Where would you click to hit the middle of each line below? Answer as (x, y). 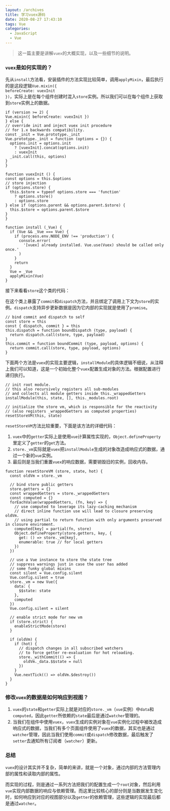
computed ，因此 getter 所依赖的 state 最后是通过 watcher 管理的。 (77, 715)
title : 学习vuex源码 (25, 15)
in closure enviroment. (30, 525)
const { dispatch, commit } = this (43, 326)
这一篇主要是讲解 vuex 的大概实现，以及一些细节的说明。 (75, 53)
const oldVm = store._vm (36, 476)
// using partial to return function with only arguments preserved (88, 520)
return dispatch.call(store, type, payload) (57, 335)
